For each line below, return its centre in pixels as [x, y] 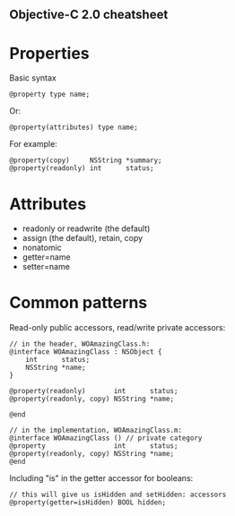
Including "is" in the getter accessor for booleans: [101, 478]
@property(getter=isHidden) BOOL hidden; [88, 503]
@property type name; [50, 95]
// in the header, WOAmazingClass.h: [80, 344]
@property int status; [94, 446]
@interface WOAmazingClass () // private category [106, 438]
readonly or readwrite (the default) [86, 228]
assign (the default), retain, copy [83, 238]
